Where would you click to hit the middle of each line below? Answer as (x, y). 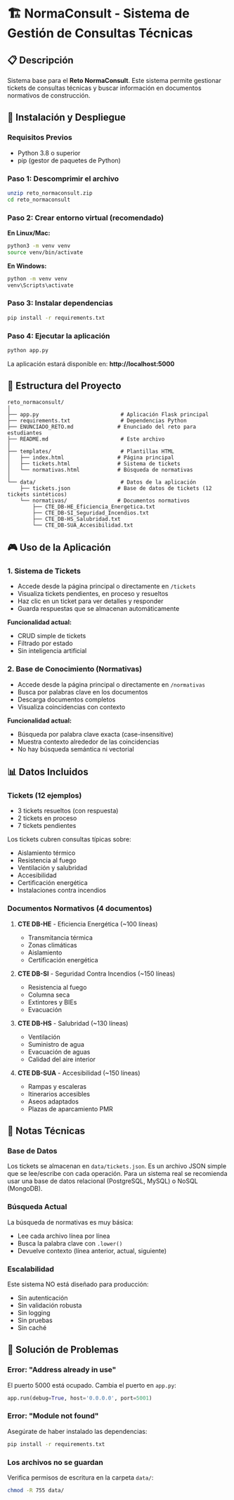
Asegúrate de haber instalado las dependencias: (77, 1431)
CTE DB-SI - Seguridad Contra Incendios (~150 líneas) (96, 974)
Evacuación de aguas (59, 1052)
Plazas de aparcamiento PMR (71, 1108)
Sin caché (32, 1327)
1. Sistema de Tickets (44, 571)
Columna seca (49, 995)
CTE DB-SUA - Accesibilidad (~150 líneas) (79, 1073)
